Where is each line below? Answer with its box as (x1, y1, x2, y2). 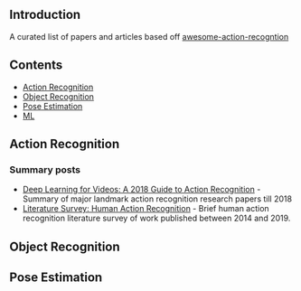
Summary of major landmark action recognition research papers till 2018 (22, 193, 292, 204)
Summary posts (9, 163, 81, 175)
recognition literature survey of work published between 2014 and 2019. (22, 212, 291, 224)
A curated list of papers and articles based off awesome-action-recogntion (9, 31, 289, 42)
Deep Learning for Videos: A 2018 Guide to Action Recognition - (22, 184, 261, 195)
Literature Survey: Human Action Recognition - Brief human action (22, 203, 269, 214)
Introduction (9, 7, 81, 23)
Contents (9, 58, 63, 73)
